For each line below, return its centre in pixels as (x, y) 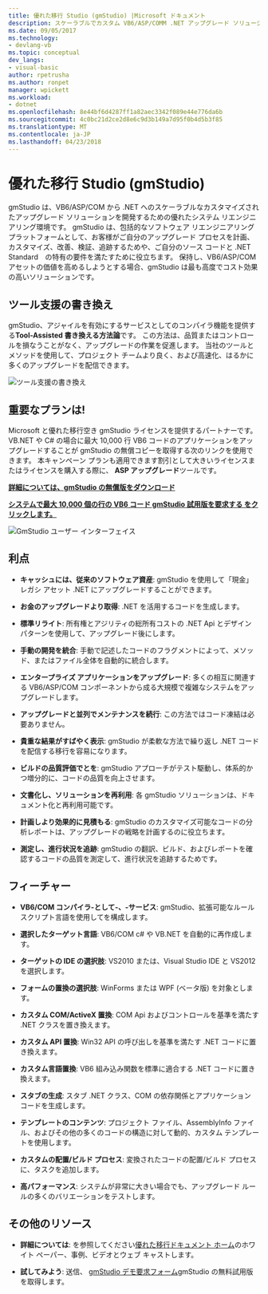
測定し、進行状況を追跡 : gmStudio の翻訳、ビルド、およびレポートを (133, 848)
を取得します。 (44, 1281)
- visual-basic (33, 68)
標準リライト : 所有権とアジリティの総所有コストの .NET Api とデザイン (136, 623)
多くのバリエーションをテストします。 (97, 1196)
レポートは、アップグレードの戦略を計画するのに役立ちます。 (128, 831)
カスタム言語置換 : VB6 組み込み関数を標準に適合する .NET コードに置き (138, 1068)
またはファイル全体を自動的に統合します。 (103, 660)
